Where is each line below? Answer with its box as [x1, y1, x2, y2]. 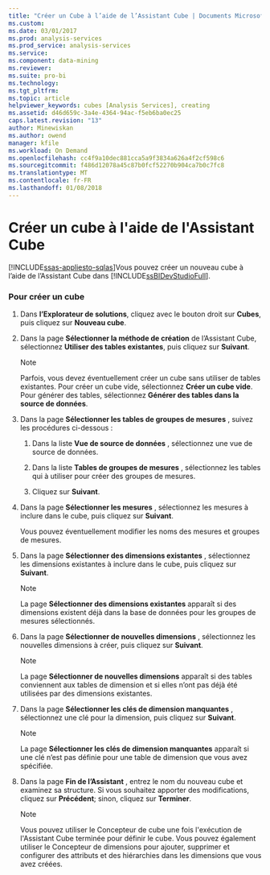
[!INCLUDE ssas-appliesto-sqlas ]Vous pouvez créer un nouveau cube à [8, 262, 243, 272]
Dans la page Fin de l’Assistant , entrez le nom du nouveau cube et [19, 776, 243, 786]
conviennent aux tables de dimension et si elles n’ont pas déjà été [19, 679, 238, 689]
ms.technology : [8, 79, 59, 87]
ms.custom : [8, 19, 45, 27]
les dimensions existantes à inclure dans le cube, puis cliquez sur [19, 559, 237, 568]
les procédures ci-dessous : [19, 423, 113, 432]
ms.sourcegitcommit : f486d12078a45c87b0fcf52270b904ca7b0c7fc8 [8, 162, 225, 170]
